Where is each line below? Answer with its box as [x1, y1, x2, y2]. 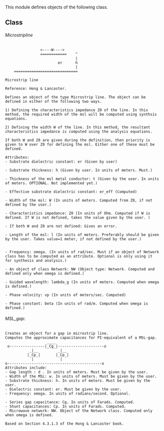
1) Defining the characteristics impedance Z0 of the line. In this [5, 108, 148, 113]
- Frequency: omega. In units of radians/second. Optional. [5, 391, 131, 396]
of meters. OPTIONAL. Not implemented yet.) [5, 180, 98, 186]
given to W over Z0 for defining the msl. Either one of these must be [5, 142, 155, 147]
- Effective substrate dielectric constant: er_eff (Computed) [5, 189, 137, 194]
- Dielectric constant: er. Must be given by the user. [5, 387, 122, 392]
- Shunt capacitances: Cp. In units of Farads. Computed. [5, 404, 126, 409]
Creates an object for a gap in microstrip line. [5, 331, 109, 336]
